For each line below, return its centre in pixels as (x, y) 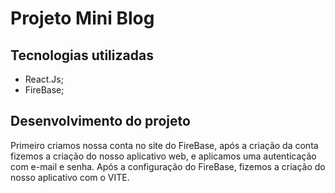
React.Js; (44, 79)
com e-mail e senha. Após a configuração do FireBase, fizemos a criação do (168, 166)
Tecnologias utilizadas (82, 55)
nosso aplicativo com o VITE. (70, 177)
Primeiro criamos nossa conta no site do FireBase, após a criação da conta (164, 145)
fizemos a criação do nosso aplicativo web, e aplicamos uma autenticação (163, 156)
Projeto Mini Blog (82, 18)
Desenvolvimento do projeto (100, 121)
